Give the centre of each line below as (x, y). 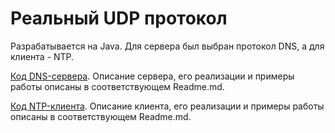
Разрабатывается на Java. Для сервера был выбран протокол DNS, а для (167, 46)
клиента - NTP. (42, 56)
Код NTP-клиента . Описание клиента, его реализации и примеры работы (167, 106)
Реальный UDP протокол (119, 18)
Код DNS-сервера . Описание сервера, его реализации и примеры (152, 76)
